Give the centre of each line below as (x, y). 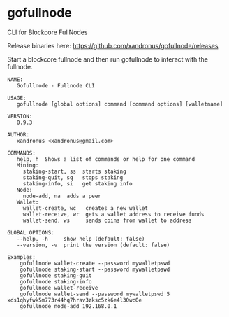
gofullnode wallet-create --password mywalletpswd (95, 263)
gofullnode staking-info (56, 281)
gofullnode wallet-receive (59, 288)
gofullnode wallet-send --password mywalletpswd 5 (95, 294)
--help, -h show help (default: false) (81, 239)
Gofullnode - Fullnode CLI (56, 85)
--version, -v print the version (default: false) (93, 245)
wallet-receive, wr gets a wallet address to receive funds (113, 214)
